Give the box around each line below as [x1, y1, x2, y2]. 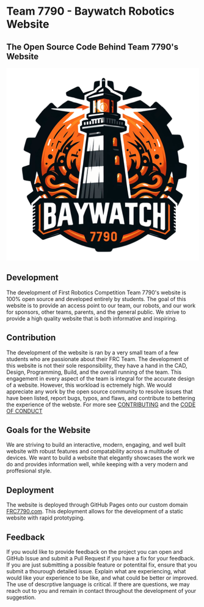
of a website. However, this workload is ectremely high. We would [6, 381, 172, 389]
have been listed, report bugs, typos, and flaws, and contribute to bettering [6, 394, 195, 401]
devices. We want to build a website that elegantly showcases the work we [6, 454, 195, 461]
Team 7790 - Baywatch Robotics [6, 4, 175, 18]
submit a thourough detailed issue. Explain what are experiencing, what [6, 568, 186, 575]
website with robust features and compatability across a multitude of [6, 448, 180, 455]
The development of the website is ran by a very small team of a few [6, 349, 179, 356]
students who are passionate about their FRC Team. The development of [6, 355, 189, 362]
